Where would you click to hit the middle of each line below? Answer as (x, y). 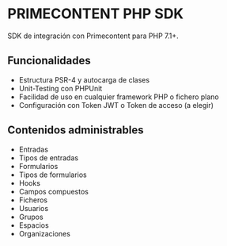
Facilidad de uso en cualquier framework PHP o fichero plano (119, 97)
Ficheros (33, 200)
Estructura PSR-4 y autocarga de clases (84, 79)
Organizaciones (44, 233)
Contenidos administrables (76, 131)
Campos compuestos (53, 191)
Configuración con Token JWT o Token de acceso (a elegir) (116, 105)
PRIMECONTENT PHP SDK (96, 14)
